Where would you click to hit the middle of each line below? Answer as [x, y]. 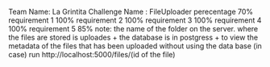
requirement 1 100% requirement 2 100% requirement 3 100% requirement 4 [135, 20]
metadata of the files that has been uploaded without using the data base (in [135, 46]
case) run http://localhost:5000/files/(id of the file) [92, 54]
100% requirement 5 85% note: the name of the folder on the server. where [133, 29]
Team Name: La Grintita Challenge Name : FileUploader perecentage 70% [131, 12]
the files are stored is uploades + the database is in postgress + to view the [133, 37]
